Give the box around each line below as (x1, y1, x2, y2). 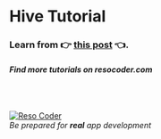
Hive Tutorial (9, 6, 106, 27)
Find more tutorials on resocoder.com (9, 64, 153, 75)
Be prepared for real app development (9, 120, 152, 131)
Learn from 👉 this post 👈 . (9, 38, 130, 51)
